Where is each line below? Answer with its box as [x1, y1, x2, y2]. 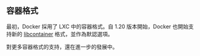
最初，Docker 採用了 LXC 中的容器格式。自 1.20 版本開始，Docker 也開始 [6, 23, 189, 30]
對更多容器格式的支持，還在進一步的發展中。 [6, 43, 118, 50]
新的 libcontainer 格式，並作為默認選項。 [11, 30, 113, 37]
